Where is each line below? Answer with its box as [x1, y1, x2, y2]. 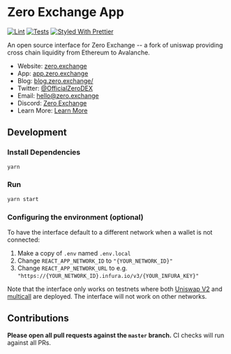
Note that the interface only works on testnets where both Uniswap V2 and [7, 284, 223, 293]
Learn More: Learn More [17, 106, 88, 115]
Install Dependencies [7, 147, 81, 157]
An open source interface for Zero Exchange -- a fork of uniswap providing [7, 40, 223, 49]
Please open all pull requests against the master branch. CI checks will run [7, 331, 225, 339]
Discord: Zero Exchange [17, 98, 87, 107]
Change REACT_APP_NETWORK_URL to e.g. [17, 263, 128, 272]
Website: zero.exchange [17, 61, 87, 70]
